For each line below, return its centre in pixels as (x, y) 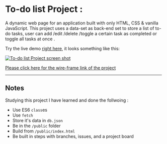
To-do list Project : (44, 9)
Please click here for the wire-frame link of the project (60, 68)
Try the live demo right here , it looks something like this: (63, 48)
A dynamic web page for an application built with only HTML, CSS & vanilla (82, 23)
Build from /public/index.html (44, 131)
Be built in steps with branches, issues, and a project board (73, 136)
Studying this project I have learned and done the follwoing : (67, 100)
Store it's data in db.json (38, 120)
